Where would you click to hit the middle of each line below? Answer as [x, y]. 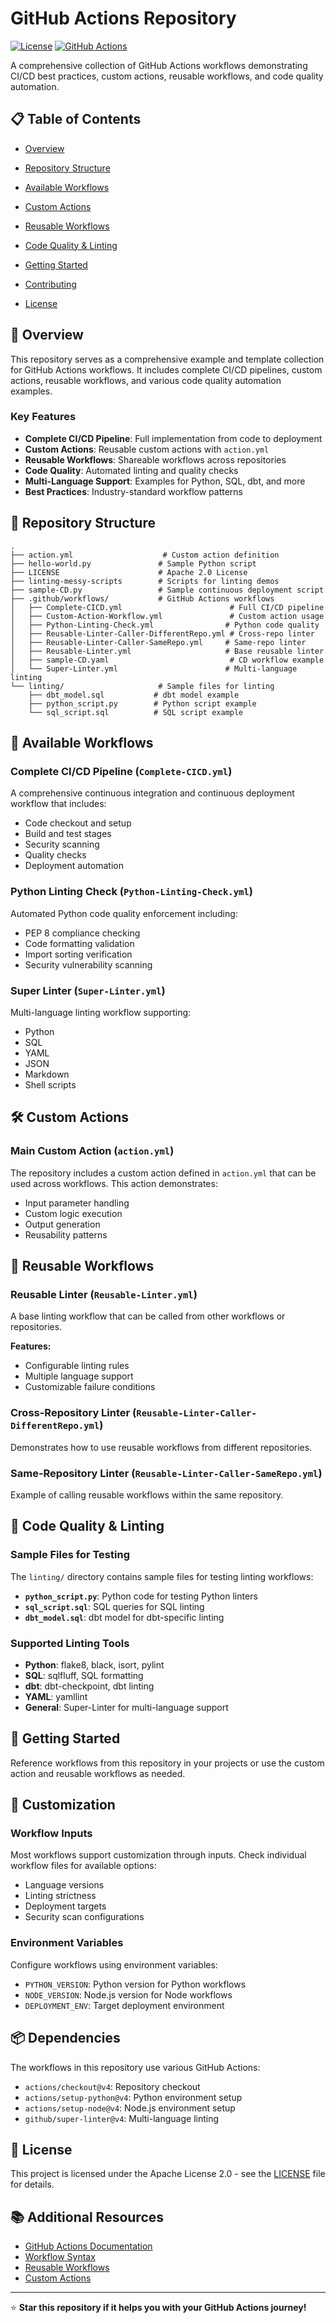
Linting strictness [60, 1896]
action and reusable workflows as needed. [98, 1773]
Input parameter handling [77, 1203]
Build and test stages [68, 834]
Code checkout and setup [78, 823]
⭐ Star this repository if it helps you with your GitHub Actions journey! [158, 2308]
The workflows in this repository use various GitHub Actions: [135, 2067]
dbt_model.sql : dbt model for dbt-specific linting [124, 1617]
